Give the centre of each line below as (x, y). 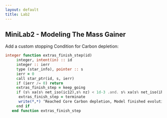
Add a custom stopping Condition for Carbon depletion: (62, 46)
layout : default (22, 10)
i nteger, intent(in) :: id (44, 60)
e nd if (23, 106)
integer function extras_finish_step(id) (49, 56)
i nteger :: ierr (33, 65)
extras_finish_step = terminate (52, 97)
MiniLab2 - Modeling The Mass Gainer (65, 34)
